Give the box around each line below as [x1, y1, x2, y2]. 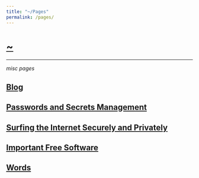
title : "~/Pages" [6, 8, 49, 15]
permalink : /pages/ [6, 14, 54, 20]
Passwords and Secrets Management [6, 102, 147, 113]
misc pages [6, 65, 35, 72]
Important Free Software [6, 143, 99, 152]
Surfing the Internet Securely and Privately [6, 122, 168, 132]
